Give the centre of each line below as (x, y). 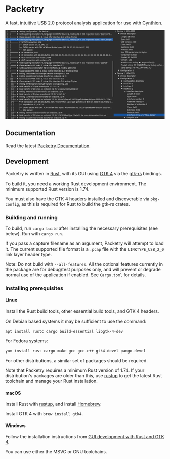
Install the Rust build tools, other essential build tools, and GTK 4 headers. (82, 311)
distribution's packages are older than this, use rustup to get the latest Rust (84, 376)
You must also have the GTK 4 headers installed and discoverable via (77, 199)
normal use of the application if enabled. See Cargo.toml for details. (76, 275)
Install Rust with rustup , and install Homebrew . (53, 404)
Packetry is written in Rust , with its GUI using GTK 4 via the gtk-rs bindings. (84, 173)
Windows (15, 425)
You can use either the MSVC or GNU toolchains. (56, 452)
